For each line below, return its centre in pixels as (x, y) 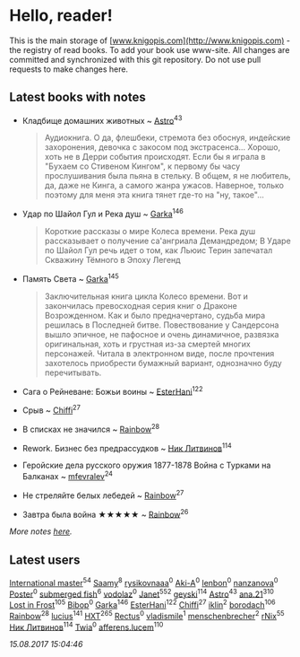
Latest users (45, 560)
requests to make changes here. (69, 69)
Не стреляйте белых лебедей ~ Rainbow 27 (103, 495)
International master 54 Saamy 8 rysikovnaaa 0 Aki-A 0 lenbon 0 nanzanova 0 (144, 582)
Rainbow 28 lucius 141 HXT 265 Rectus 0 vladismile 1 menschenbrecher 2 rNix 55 (147, 615)
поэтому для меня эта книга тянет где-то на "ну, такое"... (154, 195)
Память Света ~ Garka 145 (70, 278)
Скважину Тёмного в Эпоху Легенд (112, 260)
